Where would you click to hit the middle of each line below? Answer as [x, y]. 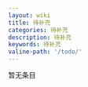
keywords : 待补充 [35, 45]
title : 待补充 [29, 23]
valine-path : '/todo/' [45, 52]
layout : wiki [29, 15]
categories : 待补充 [38, 30]
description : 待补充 [40, 37]
